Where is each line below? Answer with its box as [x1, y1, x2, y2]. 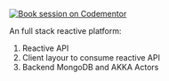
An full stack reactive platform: [9, 26, 122, 36]
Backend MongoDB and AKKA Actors [21, 62, 159, 72]
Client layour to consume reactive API [21, 53, 160, 62]
